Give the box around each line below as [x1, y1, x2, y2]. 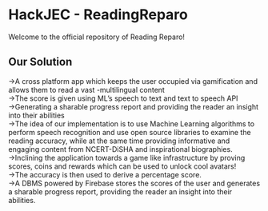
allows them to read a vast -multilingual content [8, 85, 166, 94]
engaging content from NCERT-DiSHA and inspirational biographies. [8, 144, 234, 153]
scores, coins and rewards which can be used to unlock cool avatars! [8, 161, 237, 171]
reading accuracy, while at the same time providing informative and [8, 136, 230, 145]
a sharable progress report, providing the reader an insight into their [8, 186, 233, 197]
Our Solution [8, 55, 73, 69]
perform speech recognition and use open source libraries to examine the [8, 127, 251, 137]
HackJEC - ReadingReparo [8, 6, 188, 24]
